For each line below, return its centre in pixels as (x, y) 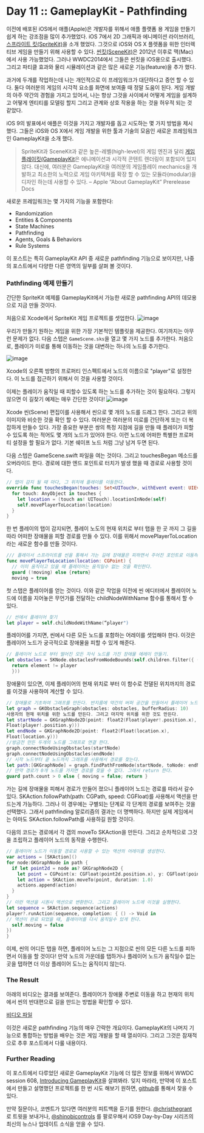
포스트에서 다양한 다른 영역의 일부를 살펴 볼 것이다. (72, 265)
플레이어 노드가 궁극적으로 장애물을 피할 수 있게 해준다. (71, 643)
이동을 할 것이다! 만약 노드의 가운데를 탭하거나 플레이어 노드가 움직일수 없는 (107, 956)
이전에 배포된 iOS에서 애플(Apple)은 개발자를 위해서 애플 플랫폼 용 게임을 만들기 (101, 29)
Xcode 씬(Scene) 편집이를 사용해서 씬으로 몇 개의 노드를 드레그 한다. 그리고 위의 (102, 412)
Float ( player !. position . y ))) (43, 726)
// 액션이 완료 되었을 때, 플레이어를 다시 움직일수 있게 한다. (74, 919)
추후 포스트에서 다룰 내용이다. (52, 1043)
